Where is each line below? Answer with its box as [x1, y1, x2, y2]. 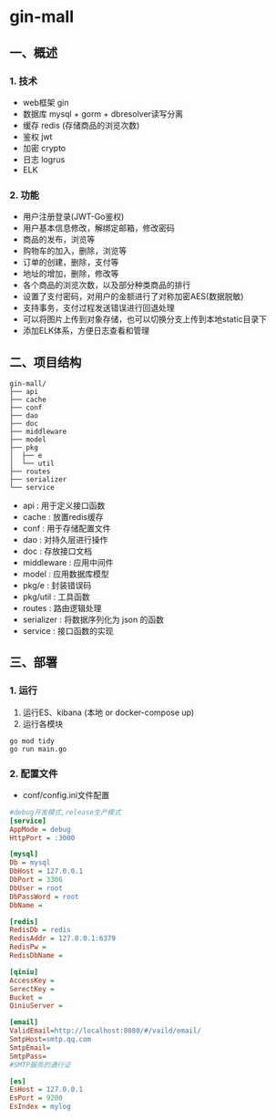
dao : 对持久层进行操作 [22, 534, 108, 544]
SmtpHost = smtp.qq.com [9, 1035, 92, 1044]
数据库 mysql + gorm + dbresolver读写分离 [22, 108, 184, 119]
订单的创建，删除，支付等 [22, 257, 119, 268]
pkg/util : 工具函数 [22, 591, 90, 602]
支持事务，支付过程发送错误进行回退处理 [22, 303, 175, 314]
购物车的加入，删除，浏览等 [22, 245, 128, 256]
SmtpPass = [9, 1052, 47, 1061]
